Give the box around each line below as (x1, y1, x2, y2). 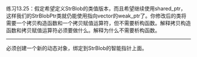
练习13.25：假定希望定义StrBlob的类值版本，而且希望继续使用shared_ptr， (6, 5, 186, 12)
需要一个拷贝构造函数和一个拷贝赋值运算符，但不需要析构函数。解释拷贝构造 (6, 20, 191, 26)
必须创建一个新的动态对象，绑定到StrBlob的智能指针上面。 (6, 45, 148, 51)
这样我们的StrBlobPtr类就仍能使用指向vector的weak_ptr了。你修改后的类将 (6, 12, 186, 19)
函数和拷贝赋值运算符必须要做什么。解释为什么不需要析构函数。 (6, 27, 160, 34)
